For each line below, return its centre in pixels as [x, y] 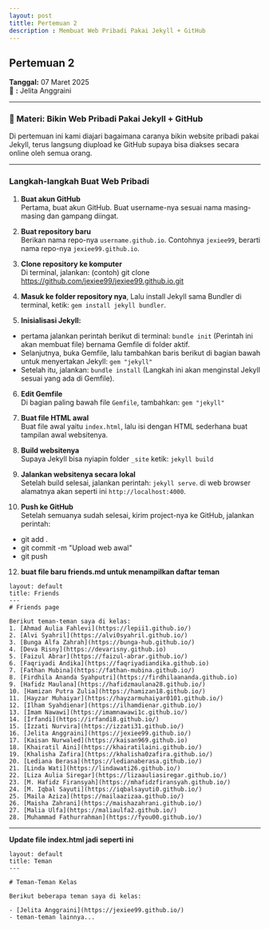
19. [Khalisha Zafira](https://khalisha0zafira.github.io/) [111, 754]
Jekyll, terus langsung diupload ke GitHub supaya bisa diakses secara [124, 145]
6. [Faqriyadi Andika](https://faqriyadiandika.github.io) [109, 663]
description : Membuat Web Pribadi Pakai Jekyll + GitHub [107, 30]
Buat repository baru [55, 231]
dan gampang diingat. [83, 216]
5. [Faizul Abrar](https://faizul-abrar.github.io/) [99, 656]
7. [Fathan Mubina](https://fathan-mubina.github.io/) [102, 670]
